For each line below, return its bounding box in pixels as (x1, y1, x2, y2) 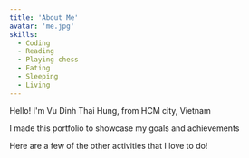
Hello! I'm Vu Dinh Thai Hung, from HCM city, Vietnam (9, 105, 211, 116)
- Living (17, 80, 51, 89)
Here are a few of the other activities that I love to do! (9, 140, 208, 151)
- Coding (17, 38, 51, 48)
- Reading (17, 47, 54, 56)
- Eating (17, 64, 51, 73)
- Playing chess (17, 55, 79, 64)
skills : (9, 30, 39, 39)
